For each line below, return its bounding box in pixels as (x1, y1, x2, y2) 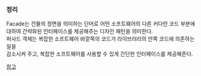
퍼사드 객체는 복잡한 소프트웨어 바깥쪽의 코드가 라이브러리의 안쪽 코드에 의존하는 (6, 35, 195, 43)
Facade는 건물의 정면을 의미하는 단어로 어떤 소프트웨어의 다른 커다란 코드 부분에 (6, 20, 196, 28)
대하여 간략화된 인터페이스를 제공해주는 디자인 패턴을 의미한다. (6, 28, 153, 35)
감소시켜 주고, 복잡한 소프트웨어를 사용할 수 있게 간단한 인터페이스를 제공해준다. (6, 50, 193, 58)
